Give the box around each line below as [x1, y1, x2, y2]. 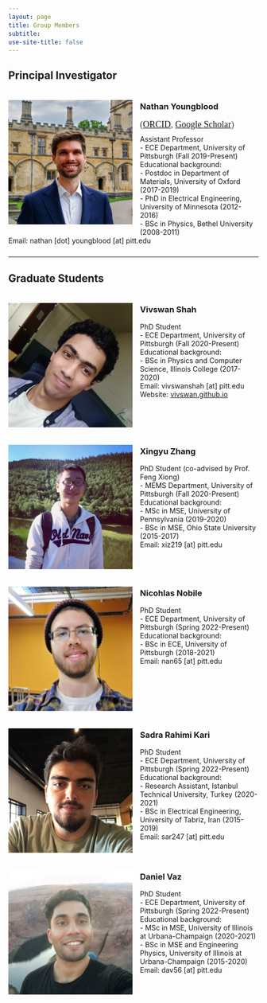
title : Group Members [8, 21, 80, 29]
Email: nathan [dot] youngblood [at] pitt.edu [8, 236, 152, 246]
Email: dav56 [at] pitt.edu [140, 966, 222, 975]
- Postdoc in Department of [140, 168, 230, 178]
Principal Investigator [8, 68, 118, 82]
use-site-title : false [8, 38, 83, 46]
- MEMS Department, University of [140, 481, 253, 490]
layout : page [8, 13, 52, 21]
